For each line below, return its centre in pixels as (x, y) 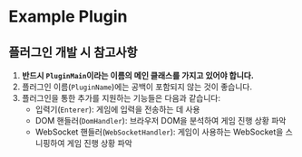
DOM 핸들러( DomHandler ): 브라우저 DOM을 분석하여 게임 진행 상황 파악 (161, 120)
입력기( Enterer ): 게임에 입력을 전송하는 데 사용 (117, 109)
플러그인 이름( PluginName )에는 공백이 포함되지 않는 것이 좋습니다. (137, 87)
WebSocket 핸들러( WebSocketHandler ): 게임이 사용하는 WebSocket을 (159, 132)
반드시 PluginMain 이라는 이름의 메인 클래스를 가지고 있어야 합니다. (138, 75)
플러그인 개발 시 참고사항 (73, 52)
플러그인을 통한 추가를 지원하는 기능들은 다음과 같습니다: (121, 98)
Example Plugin (68, 17)
